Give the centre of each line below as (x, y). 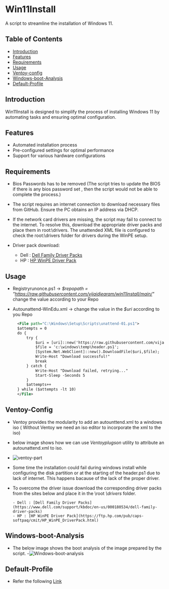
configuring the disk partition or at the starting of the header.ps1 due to (86, 473)
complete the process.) (37, 194)
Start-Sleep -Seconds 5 (60, 375)
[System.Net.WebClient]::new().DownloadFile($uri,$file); (97, 352)
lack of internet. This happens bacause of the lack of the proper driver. (86, 478)
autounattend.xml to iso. (38, 448)
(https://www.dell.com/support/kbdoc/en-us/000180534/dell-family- (85, 507)
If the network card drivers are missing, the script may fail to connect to (87, 219)
